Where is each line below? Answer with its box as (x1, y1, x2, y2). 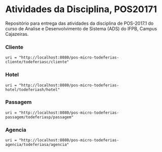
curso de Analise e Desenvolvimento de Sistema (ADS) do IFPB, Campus (5, 25, 157, 31)
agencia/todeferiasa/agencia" (5, 142, 70, 147)
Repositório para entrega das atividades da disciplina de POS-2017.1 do (5, 20, 154, 26)
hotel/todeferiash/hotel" (5, 87, 60, 92)
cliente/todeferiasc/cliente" (5, 60, 70, 65)
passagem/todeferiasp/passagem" (5, 115, 74, 120)
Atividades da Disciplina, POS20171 (5, 4, 157, 15)
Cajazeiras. (5, 31, 29, 37)
